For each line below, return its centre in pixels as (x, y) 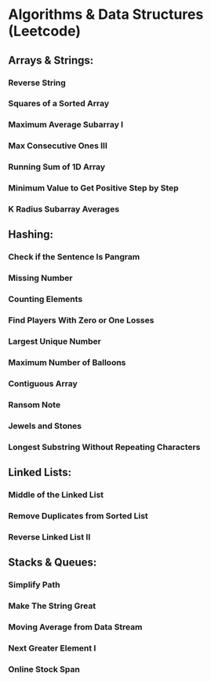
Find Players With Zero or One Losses (81, 320)
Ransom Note (35, 404)
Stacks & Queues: (53, 563)
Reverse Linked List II (49, 536)
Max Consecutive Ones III (58, 146)
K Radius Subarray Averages (64, 209)
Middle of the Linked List (56, 495)
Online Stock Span (44, 669)
